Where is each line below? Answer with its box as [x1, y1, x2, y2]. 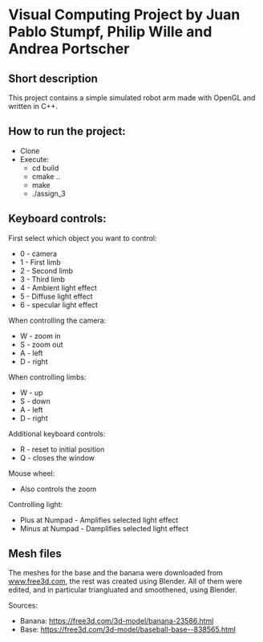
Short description [8, 71, 99, 85]
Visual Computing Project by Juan [8, 6, 241, 24]
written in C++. [8, 102, 59, 111]
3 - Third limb [19, 274, 66, 284]
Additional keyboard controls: [8, 429, 106, 438]
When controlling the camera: [8, 315, 107, 325]
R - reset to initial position [19, 444, 105, 454]
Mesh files [8, 547, 63, 561]
